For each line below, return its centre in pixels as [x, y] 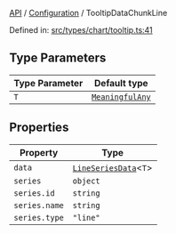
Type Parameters [58, 58]
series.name [39, 205]
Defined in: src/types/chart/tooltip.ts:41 [81, 30]
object [86, 181]
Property [39, 152]
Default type [121, 83]
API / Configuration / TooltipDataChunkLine [88, 13]
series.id [34, 193]
